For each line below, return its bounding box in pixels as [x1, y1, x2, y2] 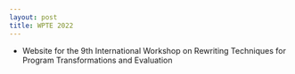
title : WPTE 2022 [9, 21, 74, 30]
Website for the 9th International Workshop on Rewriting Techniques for [21, 45, 287, 55]
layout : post [9, 12, 58, 22]
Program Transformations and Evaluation [21, 55, 173, 65]
